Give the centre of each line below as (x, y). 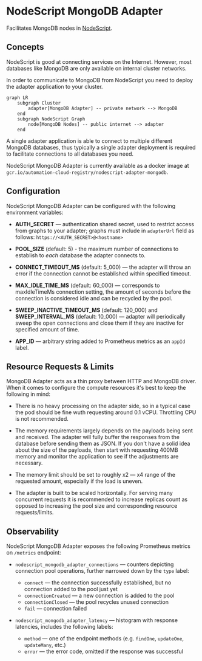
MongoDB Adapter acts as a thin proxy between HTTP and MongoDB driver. (101, 381)
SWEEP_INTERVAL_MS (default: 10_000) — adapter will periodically (100, 316)
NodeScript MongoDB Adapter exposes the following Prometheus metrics (99, 546)
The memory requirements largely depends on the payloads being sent (104, 431)
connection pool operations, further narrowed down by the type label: (102, 571)
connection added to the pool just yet (71, 589)
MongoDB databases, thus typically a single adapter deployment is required (101, 147)
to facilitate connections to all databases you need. (70, 154)
